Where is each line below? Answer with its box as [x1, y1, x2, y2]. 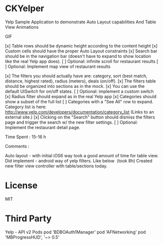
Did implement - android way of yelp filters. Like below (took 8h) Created [5, 158, 152, 163]
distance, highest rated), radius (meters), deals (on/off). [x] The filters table [5, 78, 156, 84]
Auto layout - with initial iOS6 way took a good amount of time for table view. [5, 152, 159, 158]
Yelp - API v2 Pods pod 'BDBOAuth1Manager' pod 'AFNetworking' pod [5, 229, 146, 235]
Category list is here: [5, 104, 47, 110]
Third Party [5, 213, 52, 224]
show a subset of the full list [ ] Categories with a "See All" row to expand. [5, 98, 154, 104]
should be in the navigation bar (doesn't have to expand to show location [5, 53, 151, 59]
